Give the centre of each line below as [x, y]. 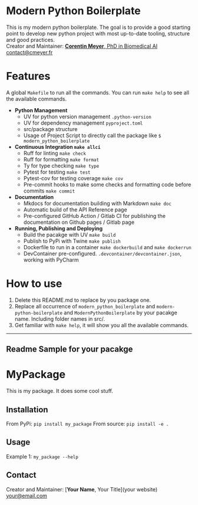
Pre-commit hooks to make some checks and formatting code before [107, 184]
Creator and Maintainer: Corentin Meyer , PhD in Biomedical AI [82, 46]
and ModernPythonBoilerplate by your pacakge [121, 312]
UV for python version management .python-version [87, 116]
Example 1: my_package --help [42, 457]
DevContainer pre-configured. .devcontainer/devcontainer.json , [102, 253]
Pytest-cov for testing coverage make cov [73, 178]
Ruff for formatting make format [61, 159]
